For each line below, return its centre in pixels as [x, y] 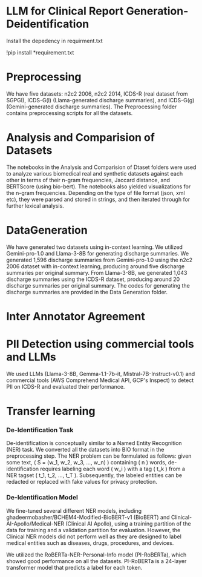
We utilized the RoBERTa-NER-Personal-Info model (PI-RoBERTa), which [96, 555]
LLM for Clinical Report [65, 11]
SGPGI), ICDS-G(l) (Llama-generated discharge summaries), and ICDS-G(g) [100, 100]
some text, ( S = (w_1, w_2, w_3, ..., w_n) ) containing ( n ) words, [86, 463]
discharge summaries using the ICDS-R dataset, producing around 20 [93, 279]
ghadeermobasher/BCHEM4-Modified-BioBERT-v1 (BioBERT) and [88, 517]
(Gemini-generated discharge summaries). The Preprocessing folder [92, 107]
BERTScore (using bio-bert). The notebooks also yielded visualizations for [99, 186]
